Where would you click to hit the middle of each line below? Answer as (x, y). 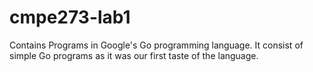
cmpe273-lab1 (70, 17)
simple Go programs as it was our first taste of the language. (134, 55)
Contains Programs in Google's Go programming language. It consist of (156, 45)
